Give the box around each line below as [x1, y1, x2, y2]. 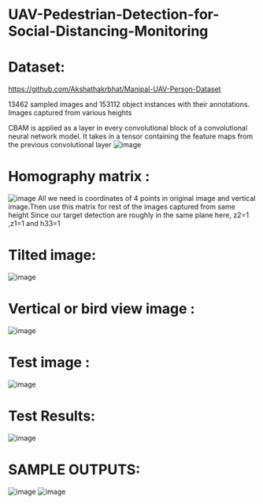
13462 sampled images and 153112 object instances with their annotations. [8, 100, 250, 109]
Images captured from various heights [8, 108, 132, 117]
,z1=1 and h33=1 [8, 219, 61, 228]
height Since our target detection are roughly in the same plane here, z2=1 [8, 210, 250, 220]
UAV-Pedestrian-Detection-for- [8, 6, 220, 24]
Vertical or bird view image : [8, 300, 195, 318]
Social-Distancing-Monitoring [8, 22, 209, 40]
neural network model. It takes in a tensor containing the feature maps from [8, 132, 254, 141]
